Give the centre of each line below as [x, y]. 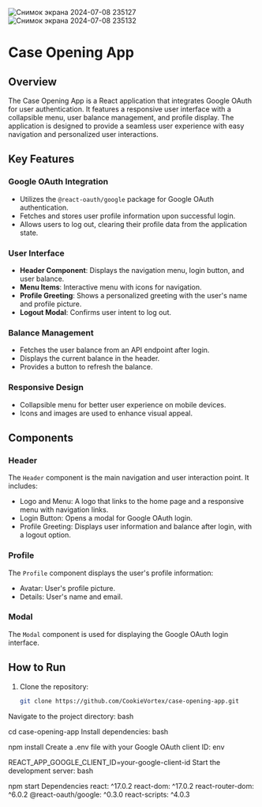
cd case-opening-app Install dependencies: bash [88, 731]
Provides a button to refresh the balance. [86, 367]
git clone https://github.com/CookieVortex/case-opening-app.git [129, 701]
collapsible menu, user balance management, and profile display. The [121, 117]
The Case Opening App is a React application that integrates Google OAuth [130, 100]
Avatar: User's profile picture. [67, 588]
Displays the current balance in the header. [90, 358]
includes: [23, 486]
